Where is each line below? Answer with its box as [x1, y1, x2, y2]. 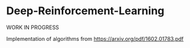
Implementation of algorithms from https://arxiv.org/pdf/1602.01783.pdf [6, 35, 184, 42]
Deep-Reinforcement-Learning [6, 4, 165, 18]
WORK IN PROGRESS [6, 24, 59, 31]
